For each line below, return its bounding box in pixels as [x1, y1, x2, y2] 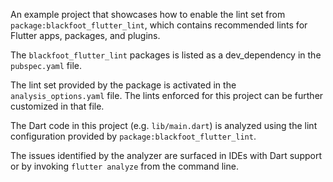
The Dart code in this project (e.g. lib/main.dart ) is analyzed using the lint [10, 120, 318, 131]
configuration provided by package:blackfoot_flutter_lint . [10, 130, 257, 142]
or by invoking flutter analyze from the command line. [10, 160, 239, 172]
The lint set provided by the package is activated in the [10, 79, 237, 91]
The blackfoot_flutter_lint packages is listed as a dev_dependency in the [10, 49, 322, 61]
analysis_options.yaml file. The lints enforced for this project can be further [10, 90, 324, 101]
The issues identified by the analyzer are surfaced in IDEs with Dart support [10, 150, 322, 161]
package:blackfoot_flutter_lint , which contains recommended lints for [10, 19, 308, 31]
